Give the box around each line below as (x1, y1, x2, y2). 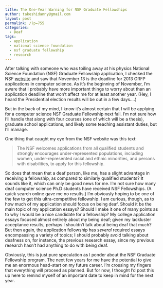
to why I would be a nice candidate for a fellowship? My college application (5, 212, 156, 218)
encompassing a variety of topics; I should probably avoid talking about (5, 232, 148, 238)
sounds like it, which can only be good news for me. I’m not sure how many (5, 181, 156, 186)
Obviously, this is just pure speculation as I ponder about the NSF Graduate (5, 252, 156, 258)
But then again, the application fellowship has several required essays (5, 227, 145, 233)
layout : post (5, 16, 32, 21)
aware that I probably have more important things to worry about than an (5, 86, 151, 92)
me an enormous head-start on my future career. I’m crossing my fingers (5, 262, 151, 268)
